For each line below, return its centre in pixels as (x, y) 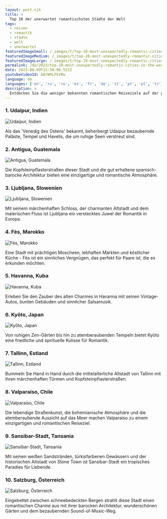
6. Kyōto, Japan (24, 314)
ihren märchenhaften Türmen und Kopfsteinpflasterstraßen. (66, 379)
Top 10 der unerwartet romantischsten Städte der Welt (68, 19)
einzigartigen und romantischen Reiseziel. (48, 423)
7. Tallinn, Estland (27, 353)
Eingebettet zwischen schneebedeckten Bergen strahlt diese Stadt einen (80, 501)
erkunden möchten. (25, 263)
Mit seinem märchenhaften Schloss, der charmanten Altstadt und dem (77, 208)
